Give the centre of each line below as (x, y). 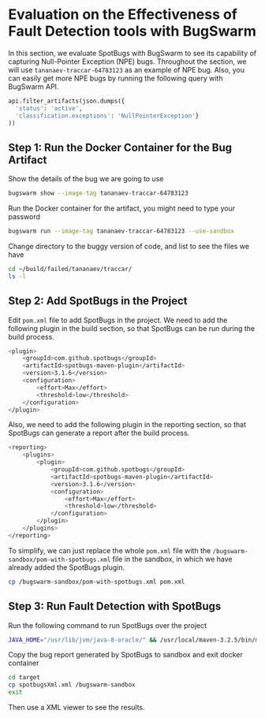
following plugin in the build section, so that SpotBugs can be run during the (131, 328)
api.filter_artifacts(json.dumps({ (67, 101)
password (24, 217)
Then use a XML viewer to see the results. (77, 707)
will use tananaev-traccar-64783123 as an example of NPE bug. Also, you (127, 69)
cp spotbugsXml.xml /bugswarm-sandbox (72, 685)
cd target (24, 678)
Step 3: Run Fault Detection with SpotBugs (115, 606)
